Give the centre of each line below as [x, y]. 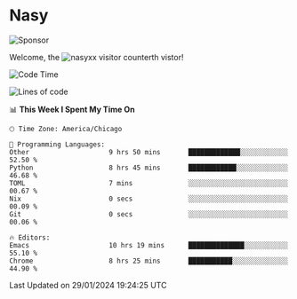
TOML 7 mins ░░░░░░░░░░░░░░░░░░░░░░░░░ [149, 183]
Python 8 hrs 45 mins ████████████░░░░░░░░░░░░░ [149, 168]
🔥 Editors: [30, 237]
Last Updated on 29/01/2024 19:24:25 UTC [88, 285]
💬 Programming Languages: [57, 144]
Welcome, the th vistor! [96, 57]
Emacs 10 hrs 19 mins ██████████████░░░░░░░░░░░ [149, 245]
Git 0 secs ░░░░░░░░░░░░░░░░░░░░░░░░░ [149, 214]
